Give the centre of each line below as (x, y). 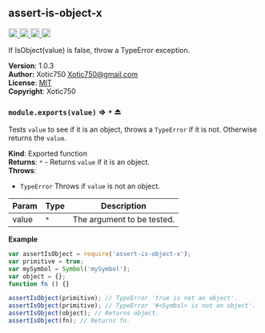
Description (124, 206)
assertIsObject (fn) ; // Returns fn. (69, 321)
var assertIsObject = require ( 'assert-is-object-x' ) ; (100, 254)
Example (23, 239)
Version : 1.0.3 (31, 65)
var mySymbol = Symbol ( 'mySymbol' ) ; (69, 269)
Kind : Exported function (48, 154)
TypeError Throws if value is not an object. (90, 186)
